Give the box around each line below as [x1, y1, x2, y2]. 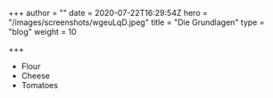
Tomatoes [21, 80, 59, 90]
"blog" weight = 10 [8, 27, 77, 37]
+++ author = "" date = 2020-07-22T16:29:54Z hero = [8, 8, 209, 18]
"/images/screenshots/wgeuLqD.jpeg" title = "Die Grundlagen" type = [8, 17, 265, 28]
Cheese [21, 70, 51, 81]
